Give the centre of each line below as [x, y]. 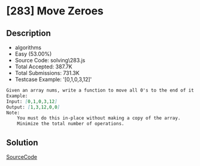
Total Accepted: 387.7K [44, 67]
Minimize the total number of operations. [71, 124]
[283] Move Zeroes [55, 11]
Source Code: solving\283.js [50, 60]
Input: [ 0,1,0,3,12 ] [32, 101]
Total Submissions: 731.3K [47, 73]
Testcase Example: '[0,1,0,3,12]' [53, 79]
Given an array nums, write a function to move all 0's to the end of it [100, 90]
